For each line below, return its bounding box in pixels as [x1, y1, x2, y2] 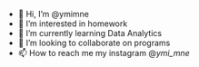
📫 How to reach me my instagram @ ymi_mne [17, 48, 191, 58]
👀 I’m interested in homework [17, 18, 128, 29]
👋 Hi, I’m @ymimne [17, 9, 89, 19]
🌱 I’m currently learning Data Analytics [17, 28, 162, 38]
